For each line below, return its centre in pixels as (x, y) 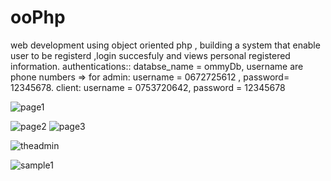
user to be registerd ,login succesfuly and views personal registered (150, 55)
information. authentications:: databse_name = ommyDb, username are (157, 66)
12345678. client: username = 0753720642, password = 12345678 (148, 87)
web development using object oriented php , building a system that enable (165, 45)
